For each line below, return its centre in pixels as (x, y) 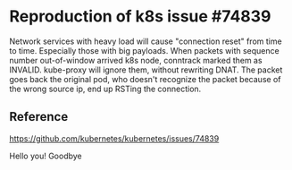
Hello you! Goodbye (46, 156)
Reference (39, 117)
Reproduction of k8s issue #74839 (140, 17)
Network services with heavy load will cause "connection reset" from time (146, 41)
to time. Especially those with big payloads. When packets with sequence (144, 50)
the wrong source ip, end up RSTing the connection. (105, 89)
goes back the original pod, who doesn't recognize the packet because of (145, 79)
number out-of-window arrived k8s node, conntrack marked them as (136, 60)
